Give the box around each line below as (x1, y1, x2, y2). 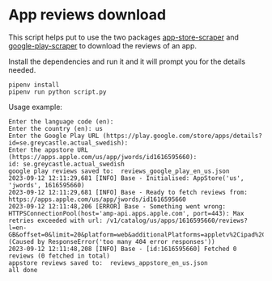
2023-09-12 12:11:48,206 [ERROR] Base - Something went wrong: (8, 202, 227, 211)
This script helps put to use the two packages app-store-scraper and (8, 32, 239, 42)
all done (8, 266, 38, 274)
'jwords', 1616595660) (8, 181, 85, 189)
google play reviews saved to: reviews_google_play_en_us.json (8, 167, 230, 175)
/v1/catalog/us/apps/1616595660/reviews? (106, 216, 249, 224)
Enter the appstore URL (8, 145, 89, 154)
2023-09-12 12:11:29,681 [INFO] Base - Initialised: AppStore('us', (8, 174, 244, 182)
